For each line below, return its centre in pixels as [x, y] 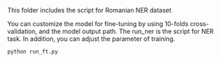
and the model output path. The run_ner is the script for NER [126, 31]
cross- [199, 24]
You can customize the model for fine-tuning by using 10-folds [98, 24]
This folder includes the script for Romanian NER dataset [89, 10]
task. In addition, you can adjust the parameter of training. [91, 39]
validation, [22, 31]
